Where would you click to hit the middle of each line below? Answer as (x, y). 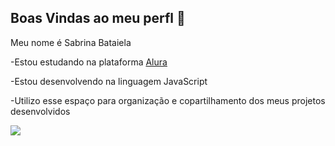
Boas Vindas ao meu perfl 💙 (98, 18)
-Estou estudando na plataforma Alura (89, 62)
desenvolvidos (40, 111)
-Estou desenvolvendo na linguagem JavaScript (109, 81)
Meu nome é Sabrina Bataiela (71, 42)
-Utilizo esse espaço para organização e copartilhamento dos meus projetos (168, 100)
